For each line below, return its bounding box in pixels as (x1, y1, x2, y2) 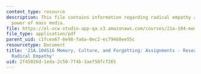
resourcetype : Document (6, 42, 66, 48)
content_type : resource (6, 8, 66, 15)
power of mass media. (11, 20, 66, 26)
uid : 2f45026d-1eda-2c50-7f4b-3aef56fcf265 (6, 58, 117, 64)
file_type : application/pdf (6, 31, 77, 37)
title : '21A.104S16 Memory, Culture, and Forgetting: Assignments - (6, 48, 181, 54)
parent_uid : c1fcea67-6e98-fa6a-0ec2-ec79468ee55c (6, 36, 135, 42)
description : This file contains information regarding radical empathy (6, 14, 191, 20)
